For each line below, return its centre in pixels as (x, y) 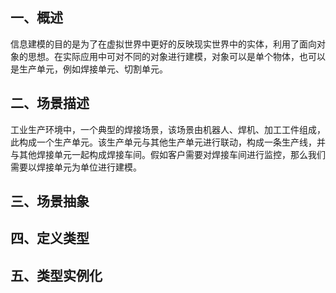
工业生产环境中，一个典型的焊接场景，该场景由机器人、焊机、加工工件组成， (168, 129)
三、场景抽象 (50, 201)
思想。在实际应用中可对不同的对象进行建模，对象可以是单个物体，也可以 (176, 56)
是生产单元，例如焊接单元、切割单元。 (89, 69)
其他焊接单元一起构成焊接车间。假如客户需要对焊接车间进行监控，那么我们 (172, 154)
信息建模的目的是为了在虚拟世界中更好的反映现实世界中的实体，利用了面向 (163, 44)
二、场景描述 (50, 103)
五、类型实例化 (56, 275)
